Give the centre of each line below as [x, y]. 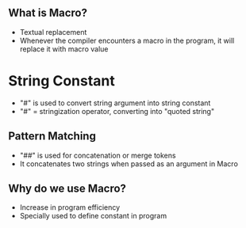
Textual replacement [53, 32]
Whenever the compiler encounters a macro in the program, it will [127, 40]
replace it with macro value [64, 49]
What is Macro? [48, 13]
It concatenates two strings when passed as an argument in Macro [129, 163]
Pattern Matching [52, 137]
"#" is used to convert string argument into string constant [115, 103]
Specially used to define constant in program [93, 216]
